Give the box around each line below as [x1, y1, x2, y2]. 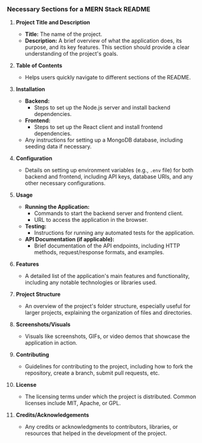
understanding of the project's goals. [24, 50, 118, 57]
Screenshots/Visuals [15, 321, 71, 328]
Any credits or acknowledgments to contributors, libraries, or [24, 423, 178, 431]
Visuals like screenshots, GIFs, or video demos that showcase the [24, 332, 190, 340]
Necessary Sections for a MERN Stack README [7, 5, 151, 13]
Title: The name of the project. [24, 31, 103, 38]
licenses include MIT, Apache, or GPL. [24, 400, 121, 407]
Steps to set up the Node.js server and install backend [34, 104, 170, 111]
